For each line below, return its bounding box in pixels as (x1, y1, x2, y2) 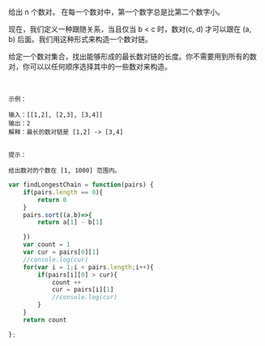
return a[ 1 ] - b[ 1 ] (37, 218, 104, 227)
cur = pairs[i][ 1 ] (51, 286, 114, 294)
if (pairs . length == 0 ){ (23, 188, 104, 196)
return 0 (37, 195, 67, 204)
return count (23, 315, 67, 324)
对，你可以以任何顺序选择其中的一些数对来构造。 (8, 62, 172, 71)
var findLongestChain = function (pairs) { (8, 181, 154, 189)
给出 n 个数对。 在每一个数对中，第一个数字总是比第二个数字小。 (8, 7, 225, 16)
